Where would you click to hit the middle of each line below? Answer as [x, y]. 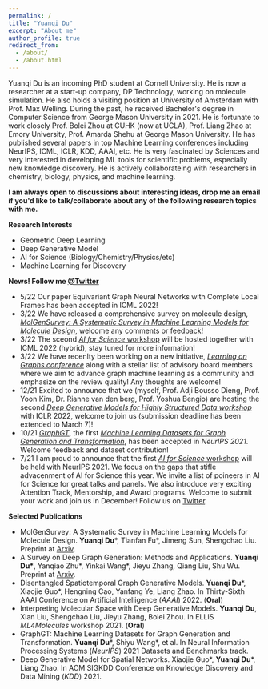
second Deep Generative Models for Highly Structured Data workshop [136, 407]
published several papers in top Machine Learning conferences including [129, 142]
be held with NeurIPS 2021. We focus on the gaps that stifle [118, 467]
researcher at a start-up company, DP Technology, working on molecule [127, 91]
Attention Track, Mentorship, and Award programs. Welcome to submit [136, 492]
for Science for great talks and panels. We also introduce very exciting [136, 483]
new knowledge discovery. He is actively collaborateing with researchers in [133, 168]
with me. [23, 209]
